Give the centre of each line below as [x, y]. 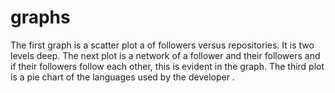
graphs [40, 17]
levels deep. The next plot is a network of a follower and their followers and [165, 55]
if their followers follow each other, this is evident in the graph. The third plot [167, 66]
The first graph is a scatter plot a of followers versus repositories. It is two [162, 45]
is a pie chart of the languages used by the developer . [122, 77]
